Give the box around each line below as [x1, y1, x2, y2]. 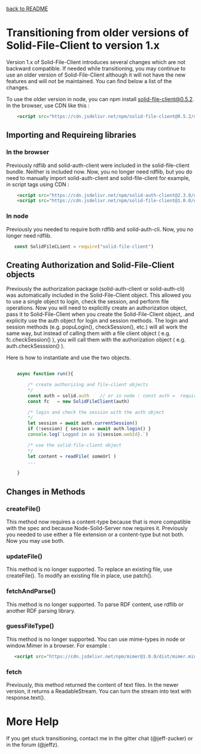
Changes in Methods [6, 487, 86, 497]
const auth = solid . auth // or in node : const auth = [28, 393, 175, 399]
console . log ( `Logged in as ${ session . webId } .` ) [28, 431, 148, 437]
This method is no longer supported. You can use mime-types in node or [6, 636, 185, 643]
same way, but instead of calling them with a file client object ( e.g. [6, 330, 171, 337]
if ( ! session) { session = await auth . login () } [28, 426, 151, 432]
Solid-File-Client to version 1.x [6, 39, 160, 53]
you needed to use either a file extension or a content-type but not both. [6, 531, 184, 538]
